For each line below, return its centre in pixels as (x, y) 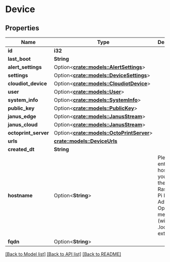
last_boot (19, 59)
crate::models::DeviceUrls (86, 141)
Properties (22, 28)
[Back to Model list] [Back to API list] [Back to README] (63, 254)
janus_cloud (23, 125)
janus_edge (22, 116)
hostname (20, 195)
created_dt (21, 149)
